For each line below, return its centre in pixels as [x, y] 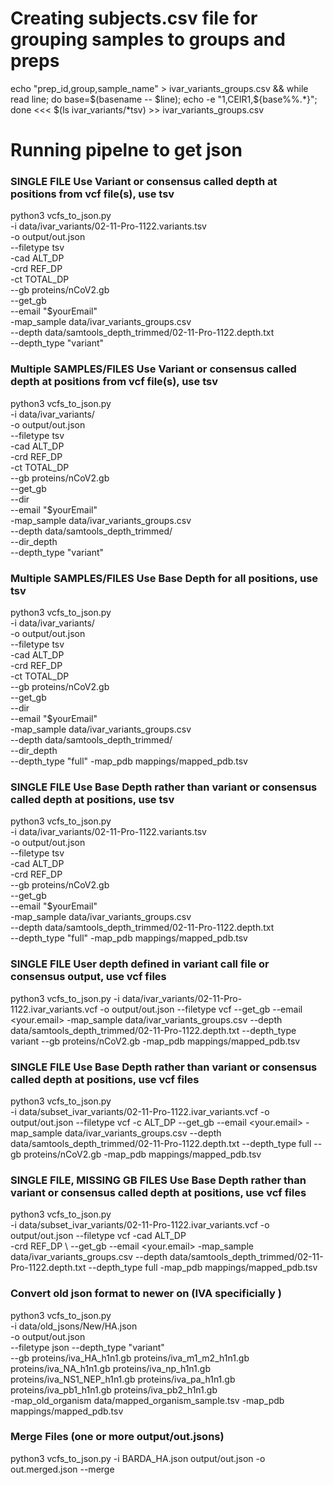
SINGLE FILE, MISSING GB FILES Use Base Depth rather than [158, 1180]
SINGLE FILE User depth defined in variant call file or [140, 964]
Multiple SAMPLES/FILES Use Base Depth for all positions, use [164, 578]
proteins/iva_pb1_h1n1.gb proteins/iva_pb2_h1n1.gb [114, 1389]
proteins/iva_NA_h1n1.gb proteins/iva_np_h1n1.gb [110, 1368]
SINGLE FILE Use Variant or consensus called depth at [144, 182]
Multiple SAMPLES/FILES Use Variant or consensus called [153, 369]
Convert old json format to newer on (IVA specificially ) [146, 1294]
